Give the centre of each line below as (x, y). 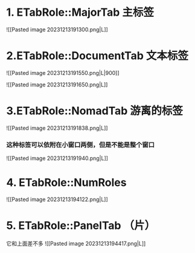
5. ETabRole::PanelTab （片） (81, 226)
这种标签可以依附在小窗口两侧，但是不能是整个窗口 (81, 144)
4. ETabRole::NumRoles (66, 183)
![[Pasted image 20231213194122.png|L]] (57, 199)
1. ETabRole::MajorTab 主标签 (80, 12)
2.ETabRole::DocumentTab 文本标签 (97, 56)
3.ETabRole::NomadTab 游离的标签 (94, 111)
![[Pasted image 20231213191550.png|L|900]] (63, 72)
